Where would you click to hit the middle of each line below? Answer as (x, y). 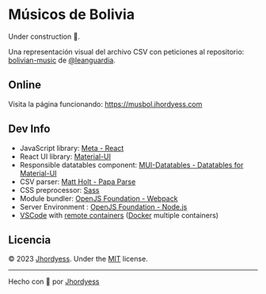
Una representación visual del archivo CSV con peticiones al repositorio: (126, 51)
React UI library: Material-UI (65, 156)
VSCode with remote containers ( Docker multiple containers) (119, 215)
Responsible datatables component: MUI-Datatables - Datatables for (131, 164)
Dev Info (29, 129)
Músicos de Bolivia (72, 15)
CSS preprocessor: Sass (59, 190)
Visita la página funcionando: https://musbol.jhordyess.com (105, 104)
